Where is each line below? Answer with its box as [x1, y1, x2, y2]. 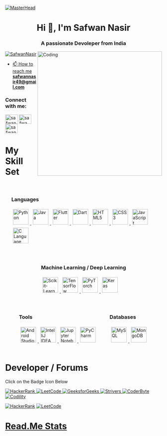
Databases [109, 314, 136, 321]
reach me [12, 68, 32, 74]
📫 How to [12, 61, 33, 67]
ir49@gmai [12, 79, 36, 85]
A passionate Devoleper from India [40, 40, 127, 47]
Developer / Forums [5, 362, 88, 373]
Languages [11, 196, 39, 203]
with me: [5, 103, 27, 109]
